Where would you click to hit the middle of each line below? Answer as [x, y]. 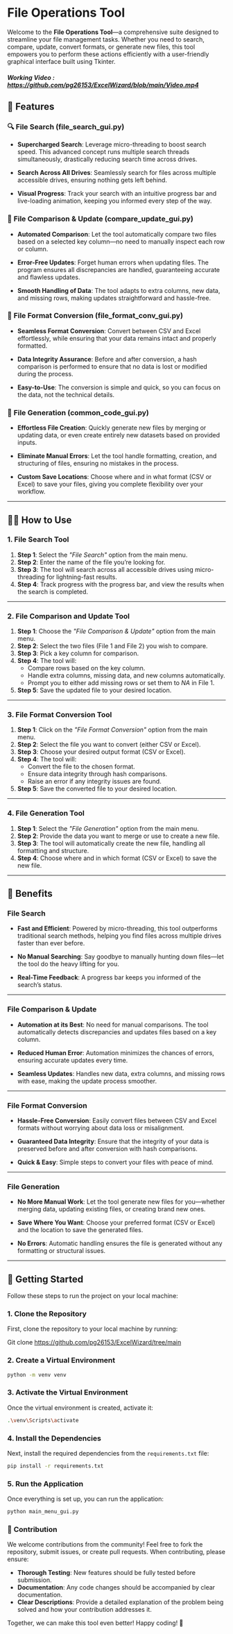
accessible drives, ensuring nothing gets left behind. [92, 180]
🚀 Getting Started [45, 1279]
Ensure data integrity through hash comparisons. [97, 774]
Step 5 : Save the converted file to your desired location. [97, 789]
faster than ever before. [51, 943]
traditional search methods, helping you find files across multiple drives [119, 936]
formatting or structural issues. [61, 1251]
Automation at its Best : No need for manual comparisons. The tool [113, 1025]
